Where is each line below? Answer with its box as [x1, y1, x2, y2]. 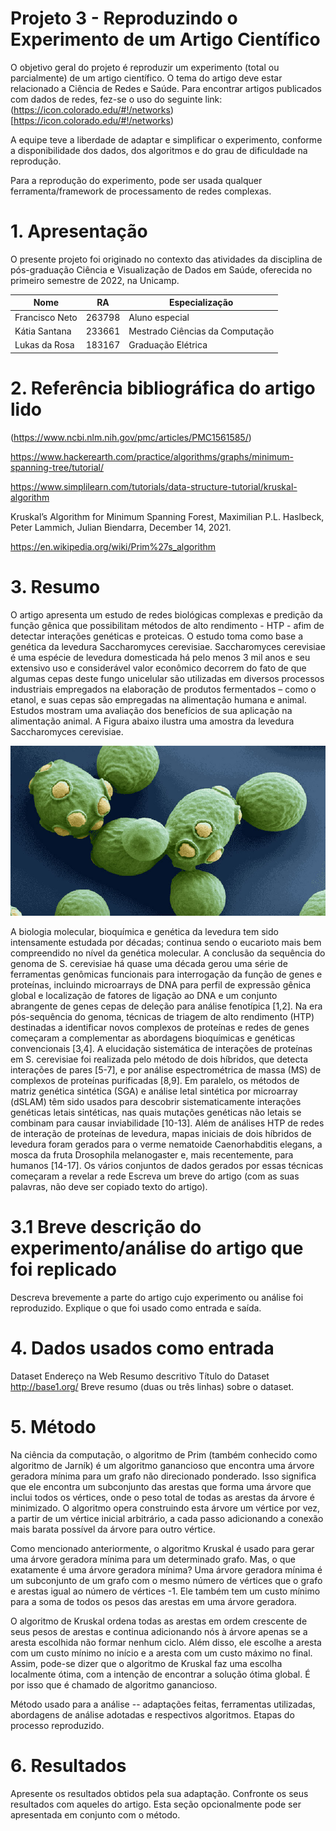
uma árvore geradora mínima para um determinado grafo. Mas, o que [10, 1553, 296, 1565]
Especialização [168, 297, 234, 309]
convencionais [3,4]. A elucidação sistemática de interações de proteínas [10, 1043, 313, 1054]
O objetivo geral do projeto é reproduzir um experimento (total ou [10, 61, 280, 73]
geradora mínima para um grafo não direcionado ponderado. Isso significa [10, 1470, 317, 1482]
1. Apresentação [10, 220, 148, 243]
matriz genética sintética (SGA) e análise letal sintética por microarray [10, 1085, 298, 1097]
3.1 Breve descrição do [10, 1216, 202, 1239]
